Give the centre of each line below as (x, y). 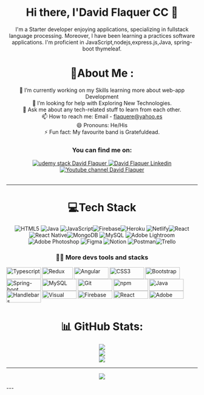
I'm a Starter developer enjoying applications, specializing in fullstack (102, 29)
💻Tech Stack (102, 208)
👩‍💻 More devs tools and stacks (102, 257)
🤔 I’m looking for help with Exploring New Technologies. (102, 103)
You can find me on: (102, 150)
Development (102, 96)
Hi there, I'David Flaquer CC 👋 (102, 12)
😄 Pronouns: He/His (102, 125)
